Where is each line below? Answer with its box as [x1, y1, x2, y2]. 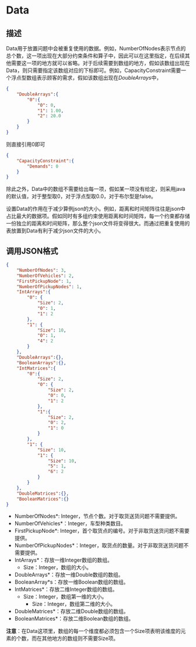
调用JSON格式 [6, 246, 58, 256]
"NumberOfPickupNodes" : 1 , [16, 283, 82, 290]
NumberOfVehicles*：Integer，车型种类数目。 [14, 520, 127, 527]
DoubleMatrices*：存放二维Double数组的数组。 [14, 608, 129, 615]
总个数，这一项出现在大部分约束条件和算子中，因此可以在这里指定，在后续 [6, 52, 185, 59]
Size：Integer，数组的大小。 [23, 564, 92, 571]
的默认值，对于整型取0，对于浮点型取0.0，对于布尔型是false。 [6, 193, 156, 200]
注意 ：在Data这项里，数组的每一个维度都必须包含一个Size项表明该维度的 [6, 628, 181, 635]
